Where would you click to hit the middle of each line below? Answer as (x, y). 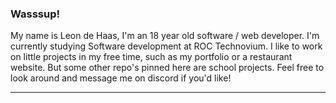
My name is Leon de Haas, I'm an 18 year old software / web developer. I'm (165, 36)
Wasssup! (35, 14)
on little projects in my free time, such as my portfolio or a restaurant (151, 57)
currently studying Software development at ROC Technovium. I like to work (166, 46)
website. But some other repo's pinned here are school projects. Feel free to (167, 68)
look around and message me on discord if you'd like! (121, 78)
